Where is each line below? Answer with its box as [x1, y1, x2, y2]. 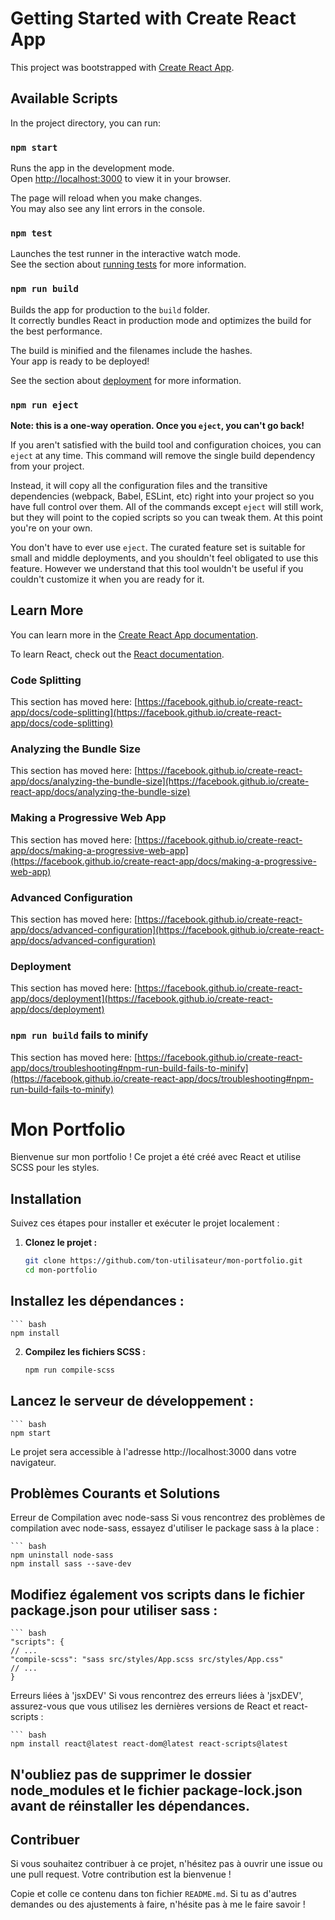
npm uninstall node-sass [10, 1550, 114, 1561]
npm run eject [10, 399, 79, 411]
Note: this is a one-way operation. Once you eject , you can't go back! [10, 419, 305, 431]
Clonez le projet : [24, 1237, 98, 1249]
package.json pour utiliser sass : [10, 1602, 218, 1619]
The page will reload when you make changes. [10, 192, 203, 204]
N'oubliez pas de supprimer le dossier [10, 1766, 252, 1783]
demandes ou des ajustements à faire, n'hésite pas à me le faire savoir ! [10, 1898, 306, 1911]
